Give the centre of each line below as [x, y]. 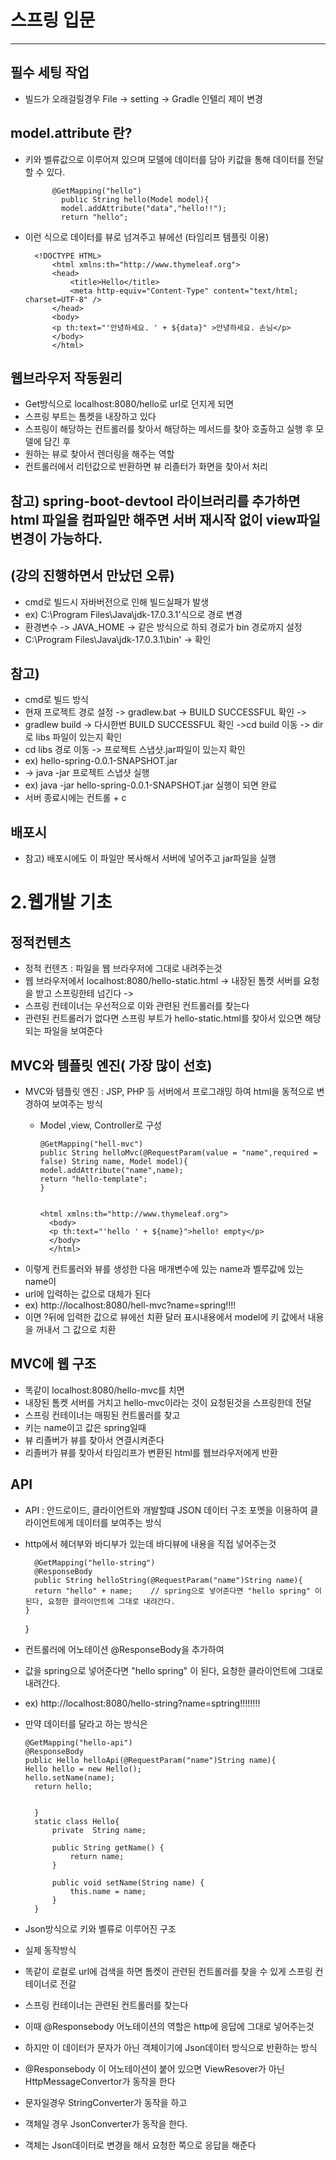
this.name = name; [108, 1891]
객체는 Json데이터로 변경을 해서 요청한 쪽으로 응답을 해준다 [140, 2145]
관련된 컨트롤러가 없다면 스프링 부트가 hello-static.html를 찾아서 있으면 [163, 1018]
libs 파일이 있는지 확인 [79, 737]
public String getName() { [108, 1847]
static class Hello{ [77, 1821]
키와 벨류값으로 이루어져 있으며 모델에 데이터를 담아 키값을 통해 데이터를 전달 [174, 159]
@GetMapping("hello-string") [95, 1562]
